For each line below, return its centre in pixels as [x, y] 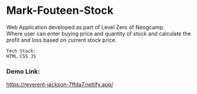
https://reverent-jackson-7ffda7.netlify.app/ [60, 84]
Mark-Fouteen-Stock [60, 11]
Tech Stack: [21, 51]
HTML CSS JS [21, 56]
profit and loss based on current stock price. [61, 40]
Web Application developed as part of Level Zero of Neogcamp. [85, 27]
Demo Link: [23, 71]
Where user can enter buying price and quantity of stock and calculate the [98, 33]
